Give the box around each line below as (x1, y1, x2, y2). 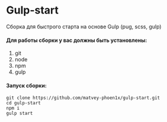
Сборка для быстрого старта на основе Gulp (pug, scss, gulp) (6, 23, 162, 30)
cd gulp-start (6, 100, 41, 106)
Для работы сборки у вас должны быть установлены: (6, 37, 147, 44)
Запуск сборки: (6, 82, 47, 89)
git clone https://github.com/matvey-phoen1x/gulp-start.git (6, 95, 160, 101)
